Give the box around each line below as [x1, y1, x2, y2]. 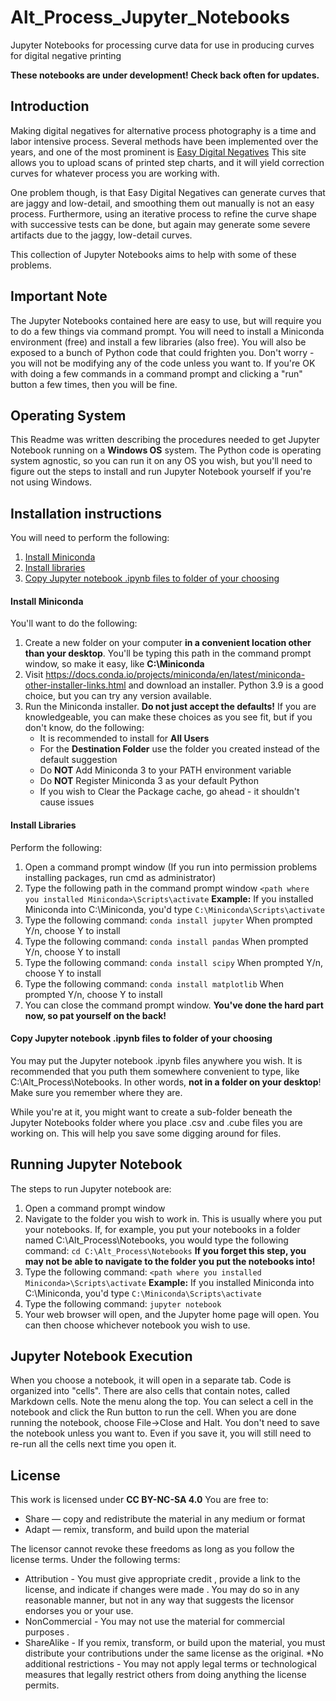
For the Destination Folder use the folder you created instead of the [39, 743, 320, 755]
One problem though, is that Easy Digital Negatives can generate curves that [10, 186, 326, 198]
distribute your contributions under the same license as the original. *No [24, 1647, 324, 1660]
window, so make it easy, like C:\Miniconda [24, 658, 205, 670]
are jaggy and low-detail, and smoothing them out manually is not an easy [10, 197, 315, 209]
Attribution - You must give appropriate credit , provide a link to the [24, 1573, 301, 1585]
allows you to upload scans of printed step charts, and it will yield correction [10, 156, 325, 168]
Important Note [10, 288, 108, 305]
